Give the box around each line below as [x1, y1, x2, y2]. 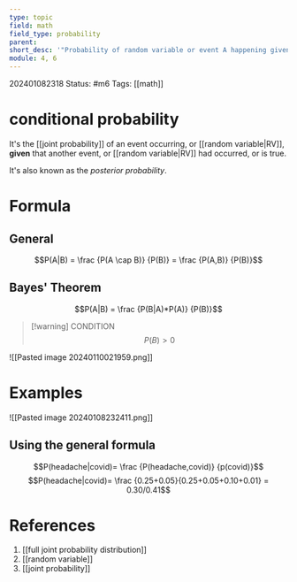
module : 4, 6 [9, 54, 57, 63]
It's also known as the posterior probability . [9, 165, 168, 175]
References [9, 515, 95, 535]
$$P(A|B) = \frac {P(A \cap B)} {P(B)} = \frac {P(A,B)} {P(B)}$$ [34, 254, 263, 265]
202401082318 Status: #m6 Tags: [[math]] [9, 79, 164, 88]
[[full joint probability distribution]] [21, 545, 148, 555]
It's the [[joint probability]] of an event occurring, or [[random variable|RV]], [9, 138, 285, 149]
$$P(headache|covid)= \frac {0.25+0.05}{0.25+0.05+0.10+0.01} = [27, 475, 270, 486]
